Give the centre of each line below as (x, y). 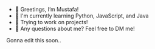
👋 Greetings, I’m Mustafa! (47, 9)
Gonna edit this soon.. (34, 40)
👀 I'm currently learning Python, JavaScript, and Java (82, 16)
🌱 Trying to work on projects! (51, 22)
